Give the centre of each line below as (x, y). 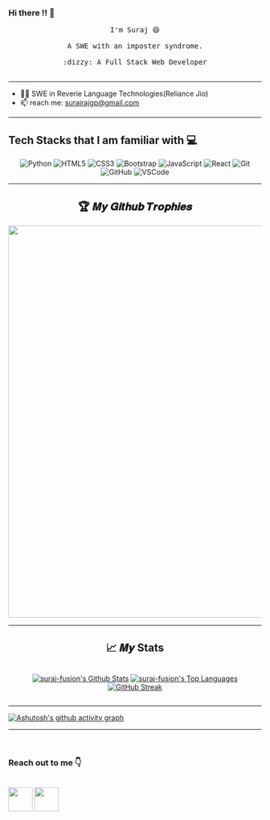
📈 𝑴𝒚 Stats (135, 648)
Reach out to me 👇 (45, 762)
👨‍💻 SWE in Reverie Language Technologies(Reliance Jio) (114, 94)
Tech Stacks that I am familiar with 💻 (103, 140)
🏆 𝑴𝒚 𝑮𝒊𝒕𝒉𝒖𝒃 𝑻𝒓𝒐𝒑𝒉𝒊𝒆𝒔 (135, 206)
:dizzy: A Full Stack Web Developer (135, 62)
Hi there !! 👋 (32, 13)
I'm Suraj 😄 (135, 30)
